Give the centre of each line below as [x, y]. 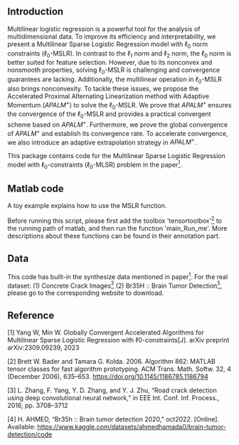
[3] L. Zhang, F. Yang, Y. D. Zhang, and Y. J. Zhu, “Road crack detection [112, 390]
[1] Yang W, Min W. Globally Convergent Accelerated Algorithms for [106, 333]
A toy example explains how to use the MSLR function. [87, 206]
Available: [22, 427]
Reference [31, 315]
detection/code [30, 434]
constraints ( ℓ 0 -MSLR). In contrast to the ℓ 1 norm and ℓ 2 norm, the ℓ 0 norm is [119, 54]
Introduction [36, 12]
